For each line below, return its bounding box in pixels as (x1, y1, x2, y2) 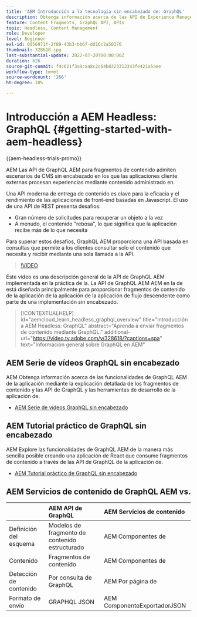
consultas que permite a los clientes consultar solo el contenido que (6, 244, 171, 251)
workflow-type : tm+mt (6, 69, 59, 75)
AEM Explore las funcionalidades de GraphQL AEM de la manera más (6, 446, 174, 453)
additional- (104, 328, 131, 336)
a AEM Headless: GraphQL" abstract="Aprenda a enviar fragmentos (20, 322, 184, 329)
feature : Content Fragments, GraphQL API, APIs (6, 19, 125, 25)
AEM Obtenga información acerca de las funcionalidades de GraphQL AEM (6, 373, 188, 380)
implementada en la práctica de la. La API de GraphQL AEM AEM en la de (6, 279, 183, 286)
